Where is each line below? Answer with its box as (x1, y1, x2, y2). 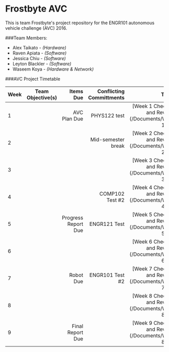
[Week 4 (132, 184, 152, 191)
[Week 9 (132, 319, 152, 326)
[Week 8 (132, 292, 152, 299)
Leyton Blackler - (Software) (12, 61, 71, 67)
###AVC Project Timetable (5, 76, 60, 82)
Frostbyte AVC (5, 3, 67, 15)
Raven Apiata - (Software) (12, 50, 67, 56)
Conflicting (97, 88, 125, 95)
